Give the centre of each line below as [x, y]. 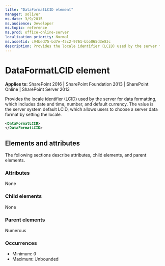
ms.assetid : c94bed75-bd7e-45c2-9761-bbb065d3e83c [58, 42]
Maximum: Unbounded [35, 259]
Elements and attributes [42, 143]
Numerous [16, 231]
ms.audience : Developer [29, 23]
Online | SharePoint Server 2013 [37, 89]
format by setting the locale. [34, 114]
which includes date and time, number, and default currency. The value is [79, 104]
